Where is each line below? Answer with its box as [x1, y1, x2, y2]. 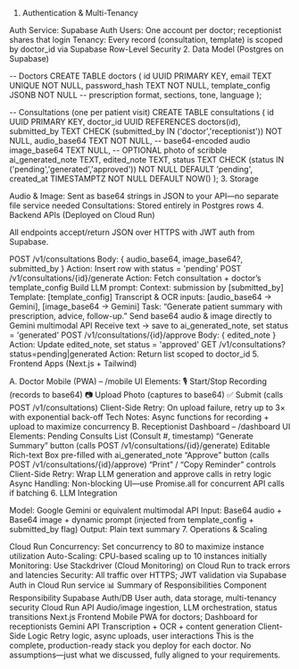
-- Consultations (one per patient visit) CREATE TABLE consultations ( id [9, 107, 275, 117]
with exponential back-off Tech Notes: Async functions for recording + [9, 412, 270, 422]
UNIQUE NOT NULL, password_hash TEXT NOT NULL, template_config [9, 80, 270, 90]
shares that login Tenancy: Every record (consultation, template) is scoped [9, 35, 283, 45]
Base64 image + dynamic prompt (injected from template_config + [9, 514, 254, 525]
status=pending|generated [9, 348, 108, 359]
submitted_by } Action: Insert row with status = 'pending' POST [9, 263, 242, 273]
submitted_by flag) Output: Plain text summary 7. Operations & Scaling [9, 524, 268, 534]
